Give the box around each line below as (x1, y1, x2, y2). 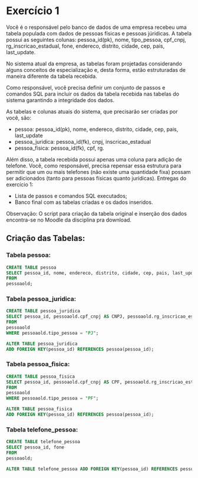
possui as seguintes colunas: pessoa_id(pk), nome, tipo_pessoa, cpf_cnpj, (6, 36, 187, 43)
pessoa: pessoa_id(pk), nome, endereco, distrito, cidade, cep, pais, (14, 126, 179, 133)
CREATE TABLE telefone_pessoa (6, 439, 81, 445)
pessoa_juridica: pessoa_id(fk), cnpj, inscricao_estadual (14, 138, 151, 145)
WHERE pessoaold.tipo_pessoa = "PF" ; (6, 395, 99, 401)
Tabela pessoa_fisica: (6, 360, 70, 368)
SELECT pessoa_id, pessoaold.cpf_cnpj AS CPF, (6, 379, 123, 385)
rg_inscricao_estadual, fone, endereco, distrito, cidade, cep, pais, (6, 42, 165, 50)
